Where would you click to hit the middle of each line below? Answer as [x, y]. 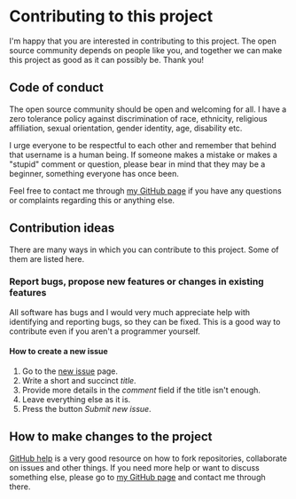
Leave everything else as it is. [76, 400]
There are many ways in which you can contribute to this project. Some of [144, 249]
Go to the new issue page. [70, 371]
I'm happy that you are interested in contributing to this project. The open [143, 41]
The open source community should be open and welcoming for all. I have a [148, 109]
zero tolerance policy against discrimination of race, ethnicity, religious [138, 118]
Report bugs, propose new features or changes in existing [136, 281]
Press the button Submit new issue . [87, 409]
